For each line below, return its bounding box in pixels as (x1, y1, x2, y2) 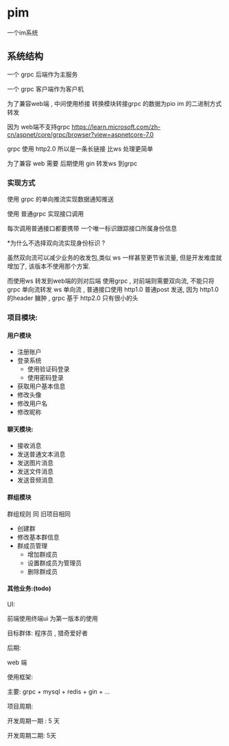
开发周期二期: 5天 (7, 731, 57, 739)
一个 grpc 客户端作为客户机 (7, 85, 84, 93)
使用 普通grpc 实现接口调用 (7, 210, 84, 218)
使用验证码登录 (27, 365, 70, 373)
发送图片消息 (16, 459, 53, 467)
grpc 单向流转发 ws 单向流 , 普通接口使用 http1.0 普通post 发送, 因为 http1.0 (7, 286, 219, 294)
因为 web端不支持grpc (7, 122, 71, 131)
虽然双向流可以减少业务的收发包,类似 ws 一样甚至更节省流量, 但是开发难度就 (7, 253, 222, 262)
